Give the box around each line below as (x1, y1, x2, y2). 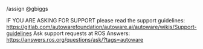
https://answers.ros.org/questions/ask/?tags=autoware (6, 36, 144, 43)
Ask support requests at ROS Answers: (33, 30, 130, 37)
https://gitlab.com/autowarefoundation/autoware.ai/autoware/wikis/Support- (6, 24, 197, 30)
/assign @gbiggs (6, 5, 48, 12)
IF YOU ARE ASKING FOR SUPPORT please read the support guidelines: (6, 17, 185, 24)
